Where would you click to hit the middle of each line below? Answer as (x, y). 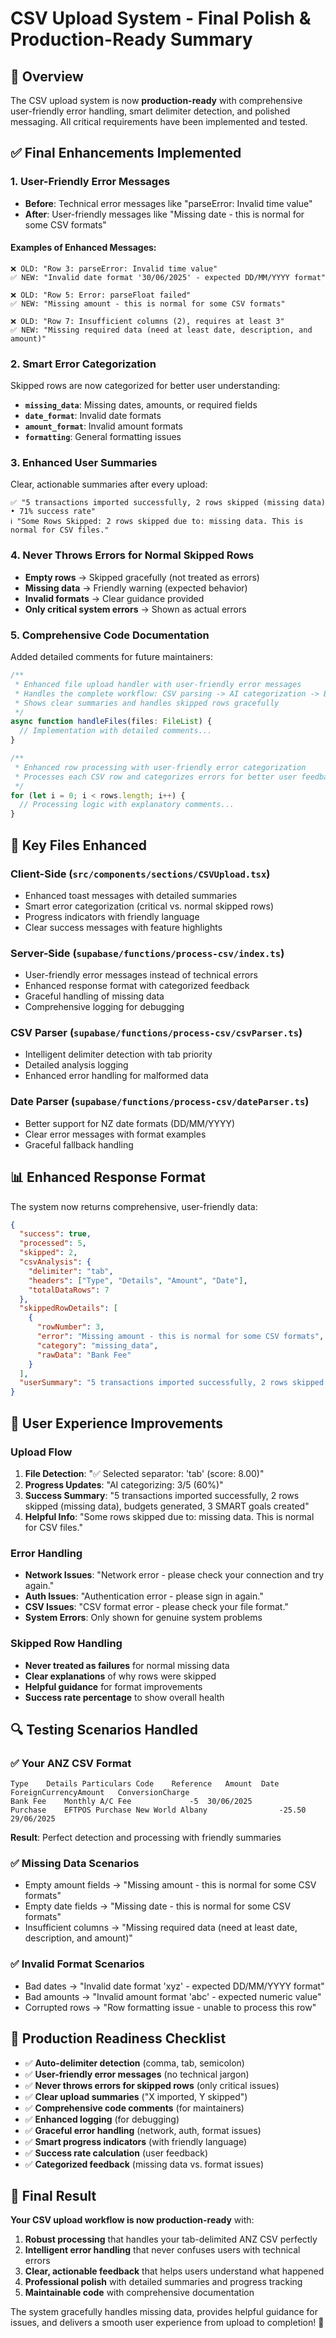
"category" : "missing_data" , (97, 1345)
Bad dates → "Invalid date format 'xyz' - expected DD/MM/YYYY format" (174, 1986)
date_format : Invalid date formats (93, 416)
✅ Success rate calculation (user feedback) (116, 2153)
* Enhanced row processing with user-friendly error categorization (160, 767)
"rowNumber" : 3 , (70, 1327)
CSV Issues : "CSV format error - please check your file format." (156, 1607)
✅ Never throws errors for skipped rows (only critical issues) (152, 2085)
